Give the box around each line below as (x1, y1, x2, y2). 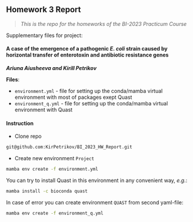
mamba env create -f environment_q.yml (6, 210, 104, 216)
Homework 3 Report (6, 5, 81, 15)
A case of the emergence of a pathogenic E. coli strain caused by (6, 45, 168, 52)
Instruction (6, 120, 34, 127)
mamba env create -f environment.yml (6, 166, 99, 173)
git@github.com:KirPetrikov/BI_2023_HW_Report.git (6, 144, 133, 150)
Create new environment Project (14, 155, 94, 162)
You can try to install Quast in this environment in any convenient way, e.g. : (6, 177, 188, 184)
